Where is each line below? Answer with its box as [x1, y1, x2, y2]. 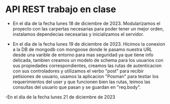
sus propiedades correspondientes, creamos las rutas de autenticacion [12, 62, 162, 68]
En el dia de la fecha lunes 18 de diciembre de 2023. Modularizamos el [12, 20, 161, 26]
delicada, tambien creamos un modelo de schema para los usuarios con [12, 57, 163, 63]
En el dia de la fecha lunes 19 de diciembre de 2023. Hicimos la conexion [12, 41, 165, 47]
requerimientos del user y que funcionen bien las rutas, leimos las [12, 79, 151, 85]
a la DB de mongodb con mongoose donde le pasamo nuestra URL [12, 46, 152, 52]
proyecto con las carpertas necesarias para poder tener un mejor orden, [12, 25, 164, 31]
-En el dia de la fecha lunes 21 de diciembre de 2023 [5, 94, 116, 100]
